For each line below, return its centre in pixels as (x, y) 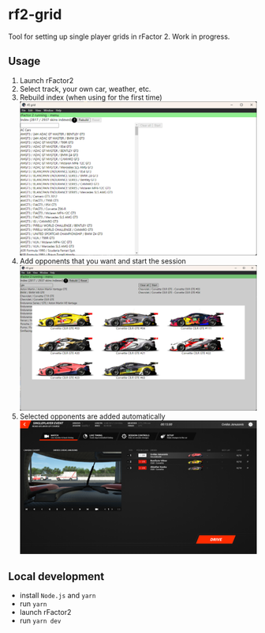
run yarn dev (40, 621)
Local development (56, 576)
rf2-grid (35, 15)
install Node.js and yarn (58, 596)
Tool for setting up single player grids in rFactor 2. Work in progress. (119, 36)
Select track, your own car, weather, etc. (85, 89)
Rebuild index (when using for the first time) (91, 97)
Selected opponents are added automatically (92, 416)
